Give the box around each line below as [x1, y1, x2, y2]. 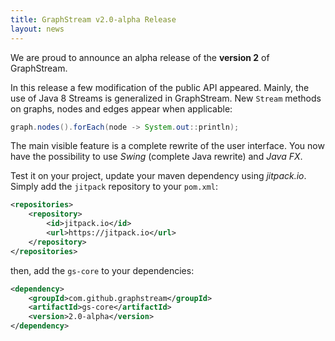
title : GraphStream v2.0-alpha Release [10, 14, 177, 25]
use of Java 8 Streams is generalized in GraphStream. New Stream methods [10, 92, 322, 104]
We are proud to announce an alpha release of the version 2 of [10, 51, 270, 63]
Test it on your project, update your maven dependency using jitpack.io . [10, 170, 307, 182]
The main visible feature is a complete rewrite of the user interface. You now [10, 140, 325, 152]
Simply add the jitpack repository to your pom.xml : [10, 181, 218, 193]
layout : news [10, 24, 65, 34]
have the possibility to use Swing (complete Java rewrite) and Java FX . [10, 151, 303, 163]
